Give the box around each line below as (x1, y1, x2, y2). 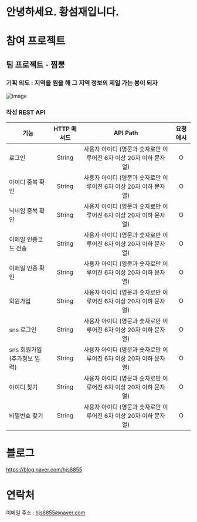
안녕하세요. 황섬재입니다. (6, 5, 119, 19)
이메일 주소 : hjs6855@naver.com (6, 509, 86, 516)
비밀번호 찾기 (9, 412, 43, 420)
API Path (113, 129, 138, 137)
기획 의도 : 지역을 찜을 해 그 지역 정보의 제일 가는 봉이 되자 (6, 79, 158, 87)
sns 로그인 (9, 326, 37, 334)
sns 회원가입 (9, 346, 42, 354)
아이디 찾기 (9, 383, 38, 391)
